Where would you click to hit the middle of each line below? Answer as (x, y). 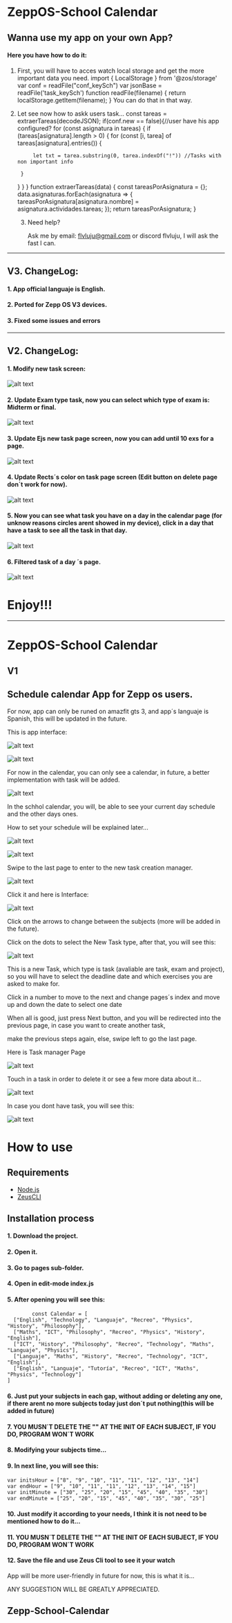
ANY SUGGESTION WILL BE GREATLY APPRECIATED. (84, 1589)
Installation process (51, 1218)
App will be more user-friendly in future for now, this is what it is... (101, 1576)
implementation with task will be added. (64, 780)
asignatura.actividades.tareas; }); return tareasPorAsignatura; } (107, 209)
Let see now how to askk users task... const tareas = (92, 113)
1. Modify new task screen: (47, 369)
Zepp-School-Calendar (58, 1611)
